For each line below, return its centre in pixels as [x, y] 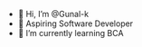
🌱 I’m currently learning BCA [71, 33]
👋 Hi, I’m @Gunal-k [53, 14]
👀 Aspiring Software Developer [76, 23]
